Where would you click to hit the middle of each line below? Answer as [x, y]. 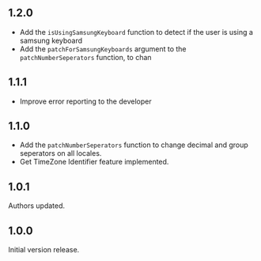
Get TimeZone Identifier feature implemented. [94, 162]
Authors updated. [37, 206]
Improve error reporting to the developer [85, 101]
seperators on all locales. [61, 153]
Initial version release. [44, 250]
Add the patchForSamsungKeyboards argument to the [103, 49]
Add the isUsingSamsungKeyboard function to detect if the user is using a [136, 32]
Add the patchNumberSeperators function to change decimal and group [134, 145]
